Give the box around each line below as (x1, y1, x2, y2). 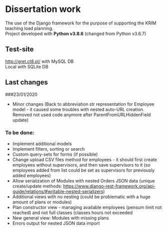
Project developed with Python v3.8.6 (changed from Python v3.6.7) (5, 30, 146, 36)
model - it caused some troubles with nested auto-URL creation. (12, 106, 145, 112)
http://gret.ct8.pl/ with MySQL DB (5, 58, 74, 64)
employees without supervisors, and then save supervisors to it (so (12, 162, 151, 168)
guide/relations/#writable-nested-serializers (12, 188, 104, 194)
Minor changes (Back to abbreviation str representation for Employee (12, 101, 155, 107)
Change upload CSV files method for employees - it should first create (12, 156, 157, 163)
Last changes (5, 78, 48, 87)
